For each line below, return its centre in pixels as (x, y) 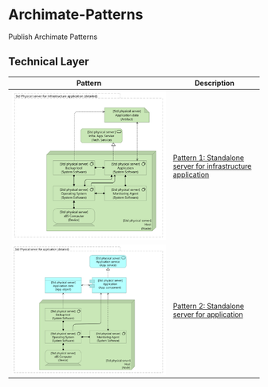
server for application (208, 315)
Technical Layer (49, 62)
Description (215, 83)
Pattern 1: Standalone (209, 158)
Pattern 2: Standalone (209, 306)
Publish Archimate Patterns (53, 37)
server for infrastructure (212, 166)
